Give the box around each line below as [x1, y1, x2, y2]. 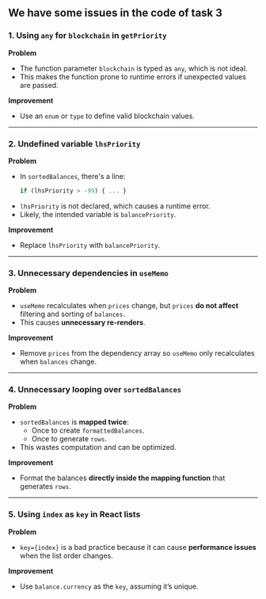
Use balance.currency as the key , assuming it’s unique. [19, 582, 199, 591]
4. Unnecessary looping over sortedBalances [8, 384, 182, 395]
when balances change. [19, 357, 97, 367]
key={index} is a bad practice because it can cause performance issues [19, 542, 256, 551]
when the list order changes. [19, 551, 113, 560]
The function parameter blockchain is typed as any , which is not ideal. [19, 63, 248, 73]
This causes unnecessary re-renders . [19, 318, 146, 327]
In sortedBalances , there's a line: [19, 171, 126, 181]
